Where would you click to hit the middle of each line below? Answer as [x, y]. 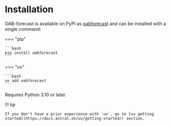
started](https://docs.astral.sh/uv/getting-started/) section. [75, 118]
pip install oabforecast [31, 53]
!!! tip [10, 104]
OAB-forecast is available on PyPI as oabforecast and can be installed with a [85, 24]
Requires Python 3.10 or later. [36, 94]
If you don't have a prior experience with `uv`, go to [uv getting [79, 114]
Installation [29, 9]
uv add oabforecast [26, 80]
